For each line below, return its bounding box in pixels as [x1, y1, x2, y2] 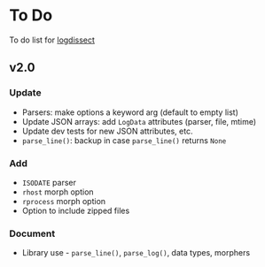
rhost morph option [21, 187, 95, 197]
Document [9, 227, 56, 240]
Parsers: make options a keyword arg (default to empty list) [21, 107, 239, 118]
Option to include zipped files [21, 205, 130, 216]
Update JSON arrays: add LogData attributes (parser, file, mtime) [21, 116, 257, 126]
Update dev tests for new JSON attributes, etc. [21, 126, 193, 136]
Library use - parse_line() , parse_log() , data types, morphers [21, 248, 251, 258]
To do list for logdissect [9, 34, 96, 45]
